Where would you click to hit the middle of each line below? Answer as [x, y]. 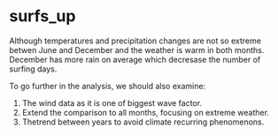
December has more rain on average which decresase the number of [135, 59]
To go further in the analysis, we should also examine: [108, 86]
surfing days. [33, 69]
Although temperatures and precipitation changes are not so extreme [135, 41]
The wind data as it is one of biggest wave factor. [112, 102]
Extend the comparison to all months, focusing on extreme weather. [146, 112]
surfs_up [42, 16]
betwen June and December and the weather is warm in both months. [137, 49]
